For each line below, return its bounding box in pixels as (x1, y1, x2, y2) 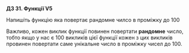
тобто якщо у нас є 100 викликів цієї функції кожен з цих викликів (6, 34, 173, 41)
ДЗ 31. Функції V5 (6, 5, 53, 12)
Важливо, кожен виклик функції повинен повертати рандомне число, (6, 28, 184, 35)
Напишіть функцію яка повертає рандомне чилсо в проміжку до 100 (6, 16, 180, 23)
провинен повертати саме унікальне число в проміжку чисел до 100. (6, 41, 182, 47)
